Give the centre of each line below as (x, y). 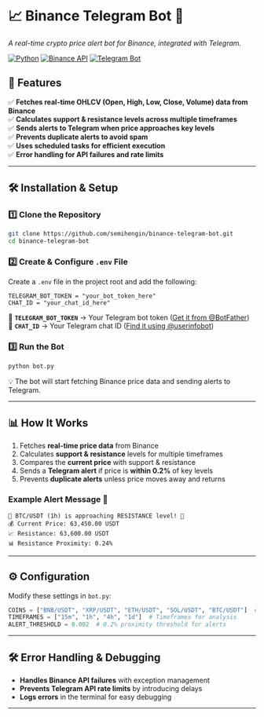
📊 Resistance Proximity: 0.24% (60, 543)
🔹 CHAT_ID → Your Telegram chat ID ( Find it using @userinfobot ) (111, 326)
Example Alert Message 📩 (58, 499)
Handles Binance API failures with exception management (115, 680)
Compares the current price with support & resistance (108, 463)
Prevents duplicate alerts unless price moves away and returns (122, 479)
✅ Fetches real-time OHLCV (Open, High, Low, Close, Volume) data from (128, 102)
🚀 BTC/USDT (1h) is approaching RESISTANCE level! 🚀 (96, 516)
